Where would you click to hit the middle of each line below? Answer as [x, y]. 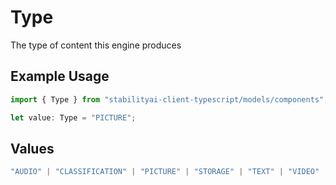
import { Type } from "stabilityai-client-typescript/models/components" [167, 99]
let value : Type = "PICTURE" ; [73, 117]
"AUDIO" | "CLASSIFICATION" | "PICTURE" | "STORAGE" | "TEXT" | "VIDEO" [165, 172]
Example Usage [60, 76]
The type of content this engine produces [96, 45]
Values [32, 148]
